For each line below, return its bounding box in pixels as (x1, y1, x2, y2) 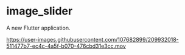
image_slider (6, 4, 73, 18)
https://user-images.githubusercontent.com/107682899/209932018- (6, 36, 180, 43)
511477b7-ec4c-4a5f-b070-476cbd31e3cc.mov (6, 42, 126, 50)
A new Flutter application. (6, 24, 71, 31)
